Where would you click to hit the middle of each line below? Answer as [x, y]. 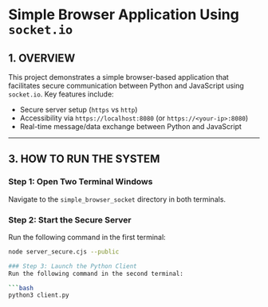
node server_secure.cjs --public [64, 252]
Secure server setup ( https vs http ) [79, 110]
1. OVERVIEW [42, 58]
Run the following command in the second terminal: [96, 274]
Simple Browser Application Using [124, 15]
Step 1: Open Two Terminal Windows [81, 182]
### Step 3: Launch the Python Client [73, 266]
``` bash [21, 288]
